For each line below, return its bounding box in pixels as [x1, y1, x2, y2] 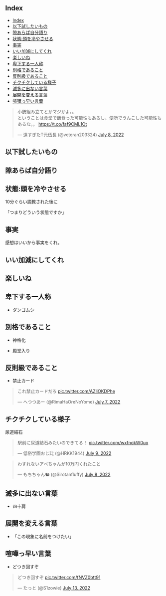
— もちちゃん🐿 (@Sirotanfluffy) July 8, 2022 [17, 471, 111, 478]
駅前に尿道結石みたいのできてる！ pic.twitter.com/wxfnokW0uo [17, 440, 149, 446]
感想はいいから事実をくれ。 [5, 239, 62, 246]
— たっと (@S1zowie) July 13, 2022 [17, 585, 91, 591]
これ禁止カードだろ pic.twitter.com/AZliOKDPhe [17, 389, 116, 395]
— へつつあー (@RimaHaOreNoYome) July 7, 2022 [17, 399, 121, 405]
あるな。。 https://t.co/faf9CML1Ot [17, 121, 87, 127]
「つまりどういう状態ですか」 [5, 209, 66, 215]
